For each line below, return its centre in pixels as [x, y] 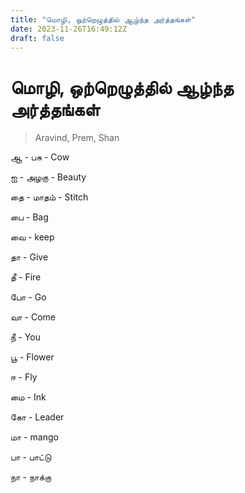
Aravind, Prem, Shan [77, 138]
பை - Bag [29, 217]
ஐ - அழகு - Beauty [48, 177]
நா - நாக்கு [31, 477]
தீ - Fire [26, 277]
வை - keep [32, 237]
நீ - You [25, 337]
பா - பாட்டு [31, 457]
